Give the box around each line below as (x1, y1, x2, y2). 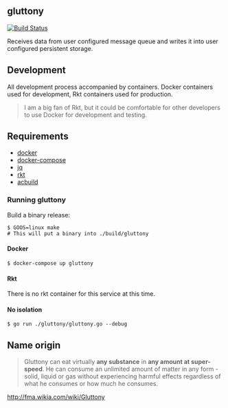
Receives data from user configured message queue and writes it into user (7, 37, 218, 45)
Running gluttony (7, 195, 67, 205)
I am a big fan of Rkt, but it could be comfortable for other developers (23, 103, 221, 111)
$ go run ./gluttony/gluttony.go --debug (7, 321, 128, 328)
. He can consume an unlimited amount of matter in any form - (42, 365, 218, 374)
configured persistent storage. (7, 44, 93, 52)
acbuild (16, 178, 38, 186)
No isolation (7, 305, 43, 314)
